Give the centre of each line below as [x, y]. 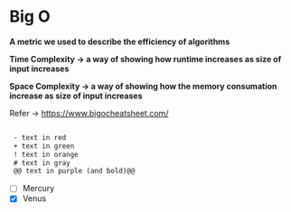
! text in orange [46, 154]
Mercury [38, 189]
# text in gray [42, 163]
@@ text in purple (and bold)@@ [74, 171]
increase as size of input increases [76, 96]
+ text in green [44, 146]
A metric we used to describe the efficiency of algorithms [120, 41]
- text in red [40, 137]
